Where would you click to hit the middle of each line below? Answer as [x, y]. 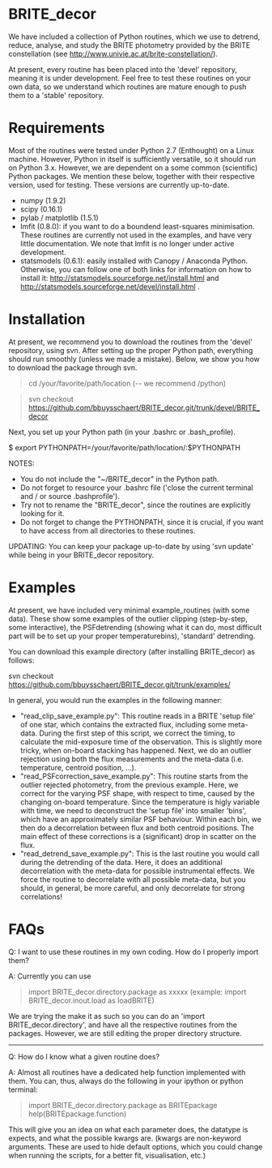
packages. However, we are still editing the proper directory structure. [125, 1033]
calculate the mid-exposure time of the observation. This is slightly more [141, 741]
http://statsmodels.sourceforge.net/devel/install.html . [110, 286]
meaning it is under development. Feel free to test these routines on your [130, 78]
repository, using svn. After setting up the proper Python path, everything [131, 350]
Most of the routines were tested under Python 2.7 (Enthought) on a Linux [132, 150]
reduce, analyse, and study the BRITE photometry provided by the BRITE [130, 45]
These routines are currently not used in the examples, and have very [136, 235]
